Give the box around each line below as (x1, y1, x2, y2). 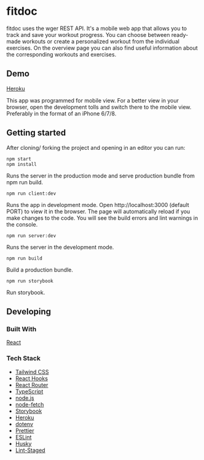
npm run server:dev (6, 232, 57, 239)
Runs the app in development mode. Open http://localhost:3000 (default (6, 201, 189, 208)
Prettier (15, 427, 34, 434)
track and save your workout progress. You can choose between (6, 31, 170, 38)
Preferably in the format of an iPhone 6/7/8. (6, 109, 117, 117)
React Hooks (15, 375, 48, 382)
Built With (6, 324, 37, 333)
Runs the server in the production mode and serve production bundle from (6, 172, 195, 179)
